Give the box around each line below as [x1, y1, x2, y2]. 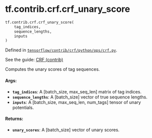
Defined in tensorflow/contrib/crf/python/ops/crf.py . [5, 47, 117, 53]
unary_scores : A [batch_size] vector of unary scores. [12, 127, 120, 133]
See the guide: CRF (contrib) [5, 57, 63, 63]
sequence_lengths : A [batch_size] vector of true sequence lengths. [12, 94, 148, 100]
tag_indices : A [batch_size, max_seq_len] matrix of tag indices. [12, 89, 142, 94]
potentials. [12, 104, 34, 110]
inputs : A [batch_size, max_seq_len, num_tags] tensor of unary [12, 99, 141, 105]
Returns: [5, 116, 24, 122]
